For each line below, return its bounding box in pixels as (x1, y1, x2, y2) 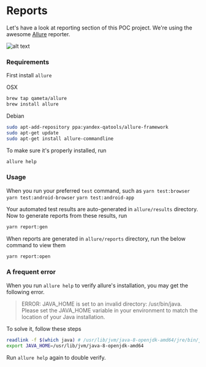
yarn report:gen (6, 223, 48, 230)
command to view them (6, 241, 66, 249)
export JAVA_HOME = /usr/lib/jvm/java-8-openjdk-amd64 (6, 342, 144, 349)
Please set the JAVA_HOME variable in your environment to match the (21, 306, 198, 314)
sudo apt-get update (6, 129, 59, 136)
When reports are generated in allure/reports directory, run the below (6, 234, 186, 242)
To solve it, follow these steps (6, 325, 82, 332)
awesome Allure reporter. (6, 30, 71, 37)
